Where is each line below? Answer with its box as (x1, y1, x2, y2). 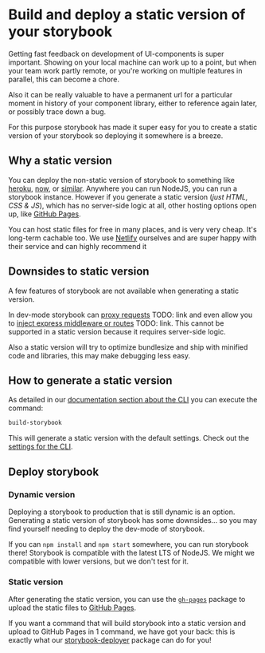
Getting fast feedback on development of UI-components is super (8, 49, 224, 58)
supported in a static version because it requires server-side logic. (8, 326, 227, 336)
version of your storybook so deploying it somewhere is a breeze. (8, 130, 224, 140)
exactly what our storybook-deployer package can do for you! (8, 635, 212, 645)
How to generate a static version (8, 374, 173, 387)
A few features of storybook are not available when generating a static (8, 286, 240, 295)
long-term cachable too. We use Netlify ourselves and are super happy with (8, 233, 257, 243)
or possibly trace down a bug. (8, 106, 107, 117)
